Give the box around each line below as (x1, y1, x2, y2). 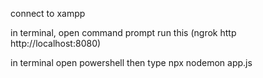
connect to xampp (10, 8, 86, 19)
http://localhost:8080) (10, 38, 102, 49)
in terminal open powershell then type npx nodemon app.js (10, 57, 253, 68)
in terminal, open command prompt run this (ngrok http (10, 27, 237, 38)
